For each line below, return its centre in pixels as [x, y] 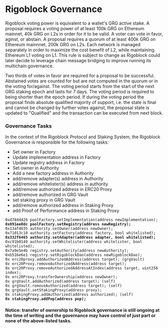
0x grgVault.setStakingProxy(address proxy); [53, 290]
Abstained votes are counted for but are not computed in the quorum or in [81, 81]
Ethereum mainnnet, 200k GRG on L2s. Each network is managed [73, 44]
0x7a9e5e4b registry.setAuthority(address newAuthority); [67, 251]
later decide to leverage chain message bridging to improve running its [78, 60]
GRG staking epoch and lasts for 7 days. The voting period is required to [80, 91]
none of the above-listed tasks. [38, 320]
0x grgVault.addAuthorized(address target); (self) [60, 282]
